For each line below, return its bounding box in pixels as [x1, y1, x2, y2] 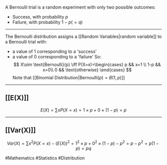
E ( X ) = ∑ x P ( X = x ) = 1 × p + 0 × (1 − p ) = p [40, 107, 127, 113]
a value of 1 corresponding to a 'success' [12, 48, 97, 54]
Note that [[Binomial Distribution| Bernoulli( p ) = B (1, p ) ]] [12, 75, 125, 80]
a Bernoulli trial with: [5, 39, 47, 44]
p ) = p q [76, 146, 91, 152]
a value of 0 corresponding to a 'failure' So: [12, 54, 101, 59]
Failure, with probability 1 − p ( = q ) [12, 19, 83, 25]
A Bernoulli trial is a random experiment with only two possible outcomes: [5, 4, 156, 10]
